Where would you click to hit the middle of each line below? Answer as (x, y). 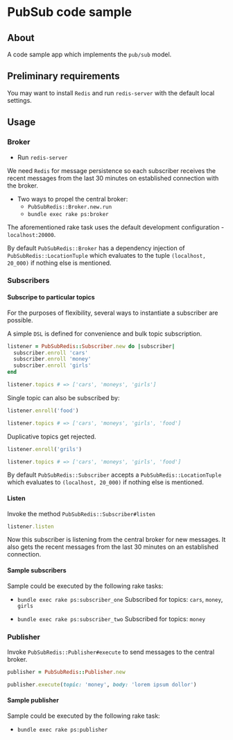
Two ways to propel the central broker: (72, 199)
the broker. (23, 186)
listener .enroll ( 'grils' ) (44, 449)
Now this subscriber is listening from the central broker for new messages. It (116, 540)
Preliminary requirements (63, 76)
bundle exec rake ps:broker (68, 214)
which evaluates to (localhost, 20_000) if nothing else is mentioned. (106, 482)
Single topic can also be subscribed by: (63, 397)
